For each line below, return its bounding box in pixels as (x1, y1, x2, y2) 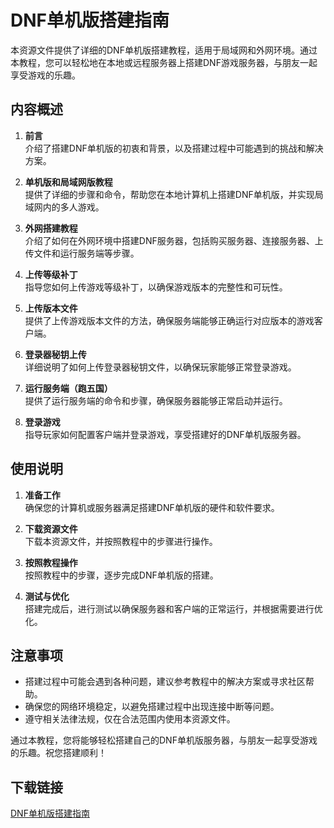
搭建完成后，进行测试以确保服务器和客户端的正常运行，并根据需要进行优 (24, 602, 323, 615)
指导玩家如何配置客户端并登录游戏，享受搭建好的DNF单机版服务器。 (24, 428, 307, 440)
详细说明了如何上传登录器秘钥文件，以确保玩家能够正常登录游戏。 (24, 361, 297, 373)
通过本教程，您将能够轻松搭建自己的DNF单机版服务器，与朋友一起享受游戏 (10, 734, 318, 746)
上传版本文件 (24, 302, 78, 314)
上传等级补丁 (24, 268, 78, 280)
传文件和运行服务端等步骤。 (24, 247, 140, 259)
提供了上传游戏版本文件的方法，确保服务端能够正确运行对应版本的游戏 (24, 314, 315, 326)
